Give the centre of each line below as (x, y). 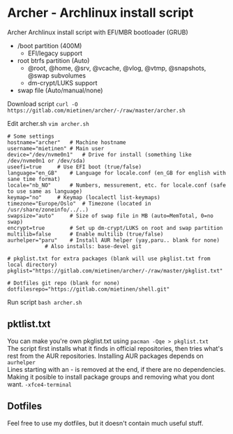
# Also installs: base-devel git (93, 246)
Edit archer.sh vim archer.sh (48, 123)
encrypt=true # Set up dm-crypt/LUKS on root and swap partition (115, 228)
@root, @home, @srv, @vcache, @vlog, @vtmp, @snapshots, (117, 68)
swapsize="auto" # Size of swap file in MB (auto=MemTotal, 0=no (111, 216)
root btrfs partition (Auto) (53, 60)
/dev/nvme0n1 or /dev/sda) (46, 161)
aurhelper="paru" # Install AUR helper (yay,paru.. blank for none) (113, 240)
